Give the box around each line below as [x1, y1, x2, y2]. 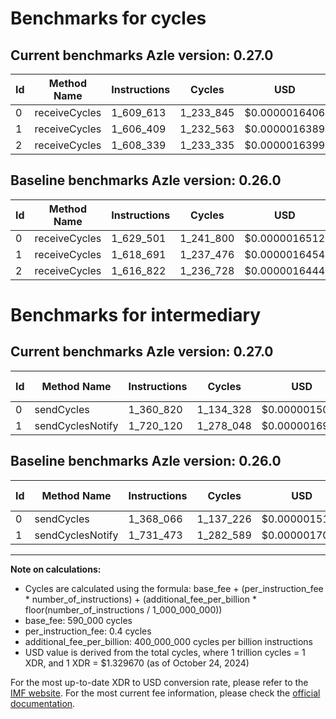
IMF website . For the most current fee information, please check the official [10, 687, 321, 699]
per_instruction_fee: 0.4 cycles [24, 625, 152, 637]
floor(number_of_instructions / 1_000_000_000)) [24, 603, 223, 616]
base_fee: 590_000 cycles [24, 614, 133, 626]
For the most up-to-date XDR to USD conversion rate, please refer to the [10, 676, 309, 688]
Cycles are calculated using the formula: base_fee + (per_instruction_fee [24, 582, 324, 594]
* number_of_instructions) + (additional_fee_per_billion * [24, 593, 257, 605]
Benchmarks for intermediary [10, 304, 262, 326]
